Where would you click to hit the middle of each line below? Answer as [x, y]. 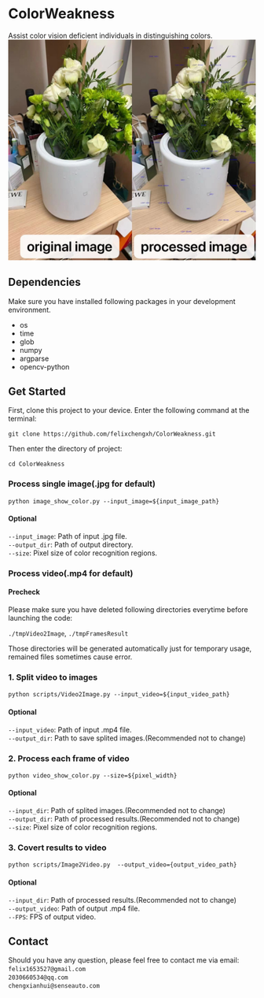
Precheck [24, 592]
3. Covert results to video [58, 848]
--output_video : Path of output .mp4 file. [74, 908]
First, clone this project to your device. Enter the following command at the [129, 410]
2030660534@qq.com [38, 978]
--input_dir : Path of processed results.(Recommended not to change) [123, 900]
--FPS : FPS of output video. [52, 916]
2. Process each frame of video [69, 759]
